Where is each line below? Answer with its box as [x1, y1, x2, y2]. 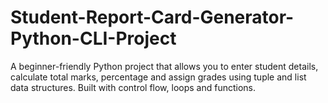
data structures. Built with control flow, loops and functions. [10, 81, 257, 93]
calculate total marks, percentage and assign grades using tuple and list [10, 71, 307, 83]
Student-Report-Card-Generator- [10, 6, 295, 29]
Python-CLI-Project [10, 27, 177, 50]
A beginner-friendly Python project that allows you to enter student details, [10, 60, 319, 72]
